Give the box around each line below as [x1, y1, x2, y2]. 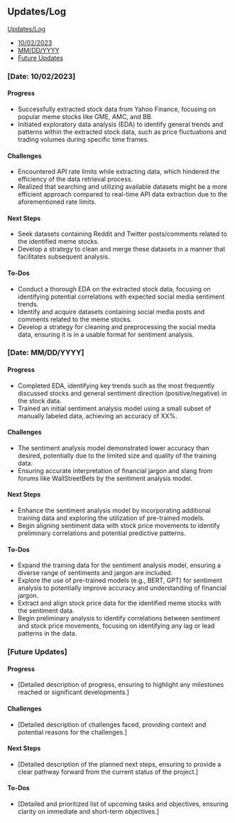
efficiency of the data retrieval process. [17, 175, 133, 184]
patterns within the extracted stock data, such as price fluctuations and [17, 128, 227, 136]
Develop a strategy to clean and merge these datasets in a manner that [17, 245, 226, 254]
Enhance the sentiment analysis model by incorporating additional [17, 506, 211, 515]
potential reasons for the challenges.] [17, 728, 128, 736]
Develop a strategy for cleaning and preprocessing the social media [17, 322, 217, 331]
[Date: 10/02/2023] [7, 71, 76, 81]
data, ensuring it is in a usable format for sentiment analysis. [17, 330, 195, 338]
